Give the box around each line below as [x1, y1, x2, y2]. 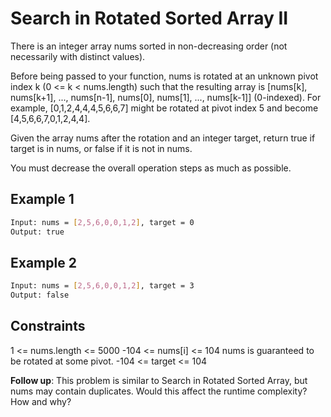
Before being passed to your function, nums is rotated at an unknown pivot [10, 70, 319, 82]
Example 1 [10, 191, 75, 208]
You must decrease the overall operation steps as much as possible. [10, 162, 292, 174]
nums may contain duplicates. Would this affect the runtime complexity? [10, 385, 308, 397]
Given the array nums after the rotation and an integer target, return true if [10, 132, 316, 144]
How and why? [10, 395, 72, 407]
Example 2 [10, 254, 77, 271]
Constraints [10, 318, 86, 335]
